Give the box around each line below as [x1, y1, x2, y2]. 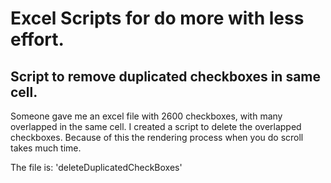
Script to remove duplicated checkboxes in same [10, 68, 322, 85]
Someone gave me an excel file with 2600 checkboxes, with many [10, 110, 283, 122]
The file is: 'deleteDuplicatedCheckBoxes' [10, 162, 183, 173]
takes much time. [10, 142, 82, 154]
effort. [10, 28, 65, 51]
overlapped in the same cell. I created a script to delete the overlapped [10, 121, 302, 132]
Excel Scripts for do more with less [10, 7, 305, 30]
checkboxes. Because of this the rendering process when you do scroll [10, 132, 304, 143]
